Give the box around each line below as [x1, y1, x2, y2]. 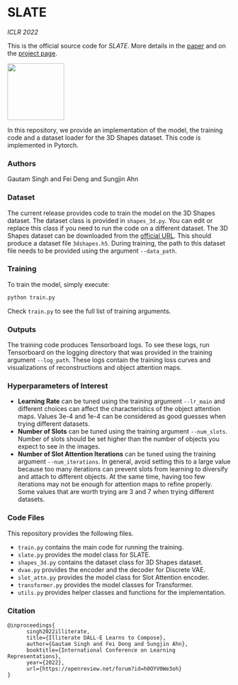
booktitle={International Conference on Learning [25, 647, 176, 654]
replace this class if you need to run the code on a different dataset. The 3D [7, 224, 229, 232]
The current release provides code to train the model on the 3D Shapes [7, 209, 215, 217]
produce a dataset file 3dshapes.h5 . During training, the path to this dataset [7, 239, 225, 247]
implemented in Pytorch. [7, 141, 79, 149]
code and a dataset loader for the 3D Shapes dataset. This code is [7, 133, 201, 142]
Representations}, [7, 652, 62, 660]
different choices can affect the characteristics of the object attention [17, 405, 221, 413]
